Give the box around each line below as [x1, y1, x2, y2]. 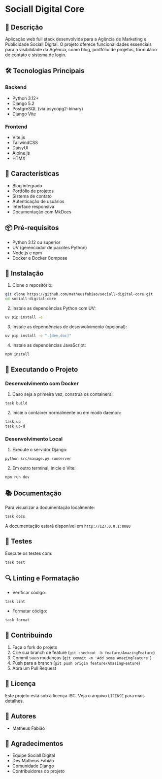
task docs [5, 514, 26, 519]
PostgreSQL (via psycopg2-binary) [12, 105, 84, 111]
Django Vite [12, 111, 36, 117]
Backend [5, 84, 27, 91]
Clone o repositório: [12, 282, 53, 288]
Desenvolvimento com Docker [5, 380, 79, 387]
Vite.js [12, 134, 26, 140]
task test [5, 560, 26, 565]
